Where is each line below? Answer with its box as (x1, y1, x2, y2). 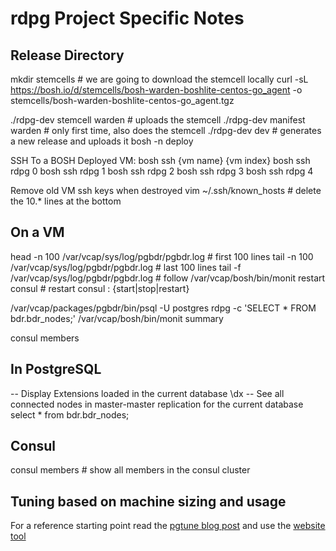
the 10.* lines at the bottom (10, 195, 122, 207)
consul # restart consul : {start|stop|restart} (10, 282, 190, 294)
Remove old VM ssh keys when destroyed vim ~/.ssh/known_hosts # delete (10, 185, 322, 196)
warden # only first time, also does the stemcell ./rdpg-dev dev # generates (10, 125, 322, 136)
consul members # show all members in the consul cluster (10, 464, 251, 476)
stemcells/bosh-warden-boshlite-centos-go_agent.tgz (10, 95, 235, 106)
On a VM (10, 224, 65, 241)
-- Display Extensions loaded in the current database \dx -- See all (10, 387, 285, 399)
